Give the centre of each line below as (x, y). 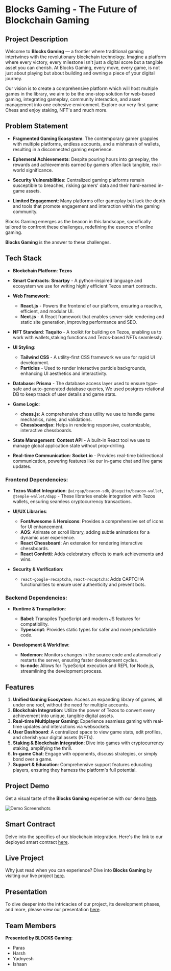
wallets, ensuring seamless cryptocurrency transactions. (72, 501)
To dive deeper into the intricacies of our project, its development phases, (83, 904)
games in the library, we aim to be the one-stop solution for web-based (80, 94)
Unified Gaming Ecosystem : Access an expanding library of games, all (87, 700)
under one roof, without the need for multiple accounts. (71, 705)
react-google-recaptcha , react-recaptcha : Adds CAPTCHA (82, 579)
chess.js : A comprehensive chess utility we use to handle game (88, 414)
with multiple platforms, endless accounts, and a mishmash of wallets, (86, 144)
